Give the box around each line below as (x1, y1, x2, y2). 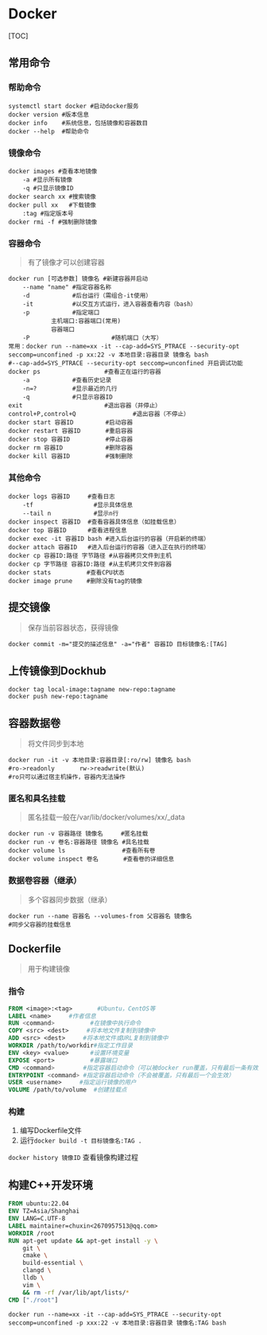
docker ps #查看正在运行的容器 (8, 368, 161, 376)
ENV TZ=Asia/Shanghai (8, 1207, 80, 1216)
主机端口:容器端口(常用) (50, 317, 122, 325)
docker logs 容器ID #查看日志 (8, 492, 115, 500)
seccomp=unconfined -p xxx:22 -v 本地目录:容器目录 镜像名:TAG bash (8, 1318, 226, 1327)
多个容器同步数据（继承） (27, 894, 112, 904)
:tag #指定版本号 (22, 209, 74, 217)
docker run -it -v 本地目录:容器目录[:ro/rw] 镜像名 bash (8, 756, 192, 764)
